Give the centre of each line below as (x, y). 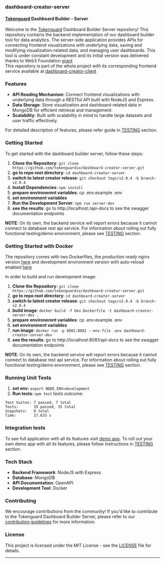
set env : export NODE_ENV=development (51, 388)
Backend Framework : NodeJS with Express (57, 472)
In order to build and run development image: (51, 277)
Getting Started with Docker (39, 246)
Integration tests (25, 428)
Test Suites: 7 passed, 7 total (38, 403)
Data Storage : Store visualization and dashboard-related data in (77, 105)
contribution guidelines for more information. (50, 522)
